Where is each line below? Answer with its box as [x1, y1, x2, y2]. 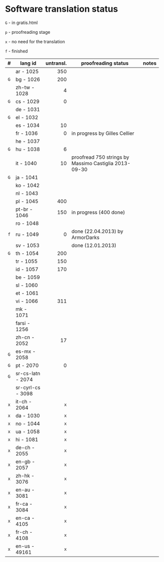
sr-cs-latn [15, 370, 41, 377]
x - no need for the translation [5, 38, 65, 45]
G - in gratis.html [5, 20, 38, 25]
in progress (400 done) [71, 209, 125, 216]
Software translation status [5, 3, 118, 15]
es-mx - [15, 348, 36, 355]
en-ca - [15, 514, 35, 521]
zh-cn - [15, 334, 35, 341]
